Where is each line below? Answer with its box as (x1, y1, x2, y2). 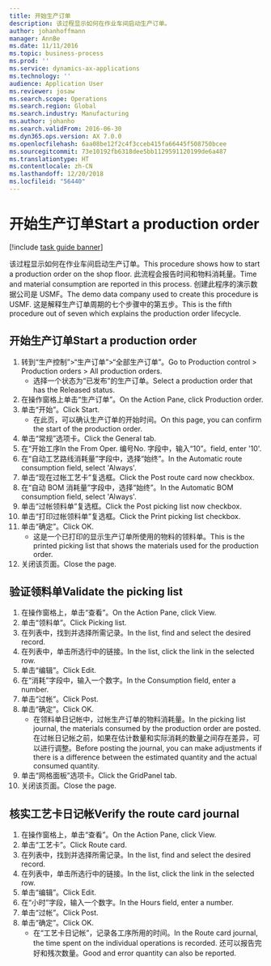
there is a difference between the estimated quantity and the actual (32, 752, 257, 762)
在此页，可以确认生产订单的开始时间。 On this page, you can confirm (32, 415, 262, 424)
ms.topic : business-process (9, 49, 104, 57)
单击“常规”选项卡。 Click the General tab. (20, 433, 157, 443)
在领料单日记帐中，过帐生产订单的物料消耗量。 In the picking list (32, 714, 246, 725)
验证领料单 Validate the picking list (9, 585, 184, 599)
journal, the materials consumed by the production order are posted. (32, 724, 261, 734)
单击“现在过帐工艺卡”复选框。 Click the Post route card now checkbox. (20, 472, 255, 482)
